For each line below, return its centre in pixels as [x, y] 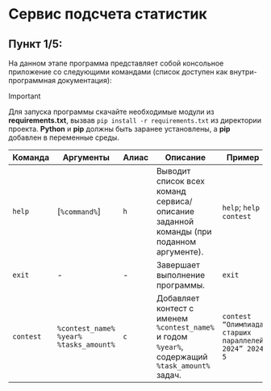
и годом [172, 336]
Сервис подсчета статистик [108, 14]
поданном [176, 242]
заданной [175, 221]
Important [25, 96]
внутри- [243, 72]
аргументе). [180, 252]
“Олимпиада [243, 324]
